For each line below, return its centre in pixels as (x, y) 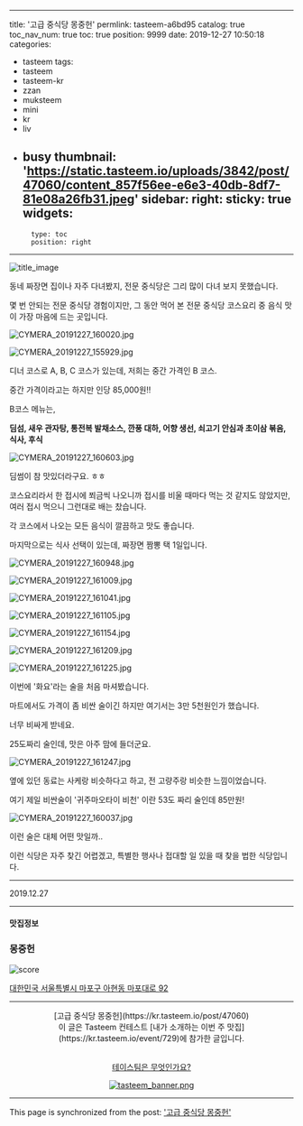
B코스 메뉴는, (32, 409)
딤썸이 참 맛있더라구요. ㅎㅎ (58, 475)
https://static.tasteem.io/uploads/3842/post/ (158, 171)
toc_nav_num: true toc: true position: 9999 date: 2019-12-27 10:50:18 (137, 34)
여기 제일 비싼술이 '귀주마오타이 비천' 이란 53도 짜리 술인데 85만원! (127, 799)
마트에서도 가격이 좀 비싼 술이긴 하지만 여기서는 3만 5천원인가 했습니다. (134, 706)
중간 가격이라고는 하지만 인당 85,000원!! (80, 390)
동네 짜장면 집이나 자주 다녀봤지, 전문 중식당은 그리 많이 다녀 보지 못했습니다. (144, 286)
